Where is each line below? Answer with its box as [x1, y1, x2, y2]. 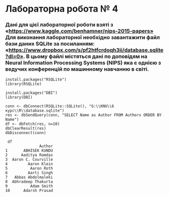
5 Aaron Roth [5, 166, 53, 171]
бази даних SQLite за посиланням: [5, 40, 95, 47]
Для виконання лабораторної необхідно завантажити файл [5, 34, 160, 41]
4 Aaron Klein [5, 161, 53, 167]
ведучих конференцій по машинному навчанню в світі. [5, 65, 149, 73]
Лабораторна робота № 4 [5, 3, 118, 15]
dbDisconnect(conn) [5, 130, 47, 136]
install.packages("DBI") [5, 90, 58, 95]
